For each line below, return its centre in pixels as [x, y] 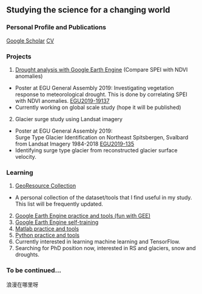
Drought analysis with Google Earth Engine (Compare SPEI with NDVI [101, 69]
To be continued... [34, 270]
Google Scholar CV [30, 40]
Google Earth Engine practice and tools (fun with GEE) [82, 216]
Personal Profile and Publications [56, 27]
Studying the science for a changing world [88, 10]
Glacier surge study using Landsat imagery [69, 119]
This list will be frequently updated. [59, 204]
